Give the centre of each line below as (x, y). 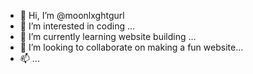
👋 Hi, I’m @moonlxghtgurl (72, 15)
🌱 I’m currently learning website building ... (108, 36)
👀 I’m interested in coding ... (77, 26)
